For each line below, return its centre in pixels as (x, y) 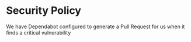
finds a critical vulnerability (39, 32)
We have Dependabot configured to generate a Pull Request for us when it (95, 26)
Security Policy (44, 11)
